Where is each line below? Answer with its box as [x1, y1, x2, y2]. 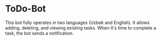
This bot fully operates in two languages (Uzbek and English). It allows [5, 19, 150, 25]
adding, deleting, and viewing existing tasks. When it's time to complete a [5, 24, 156, 30]
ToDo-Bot [5, 3, 46, 14]
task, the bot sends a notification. [5, 30, 74, 36]
